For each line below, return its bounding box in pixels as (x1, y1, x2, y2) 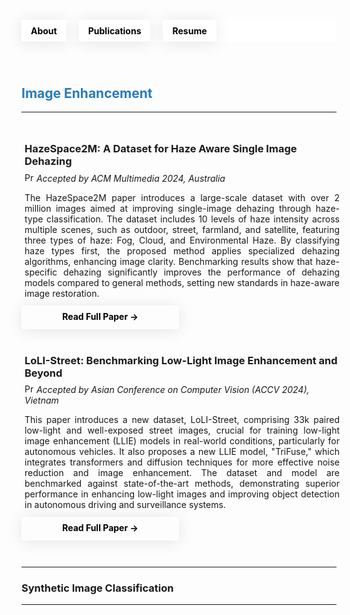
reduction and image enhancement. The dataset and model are (24, 467, 340, 479)
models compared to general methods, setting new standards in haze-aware (24, 276, 340, 288)
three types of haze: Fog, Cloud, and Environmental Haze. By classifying (24, 234, 340, 246)
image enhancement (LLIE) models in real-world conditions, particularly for (24, 435, 340, 447)
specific (24, 266, 58, 278)
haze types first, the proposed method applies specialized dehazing (24, 244, 340, 257)
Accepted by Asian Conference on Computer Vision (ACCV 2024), (35, 384, 310, 396)
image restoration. (24, 287, 100, 299)
